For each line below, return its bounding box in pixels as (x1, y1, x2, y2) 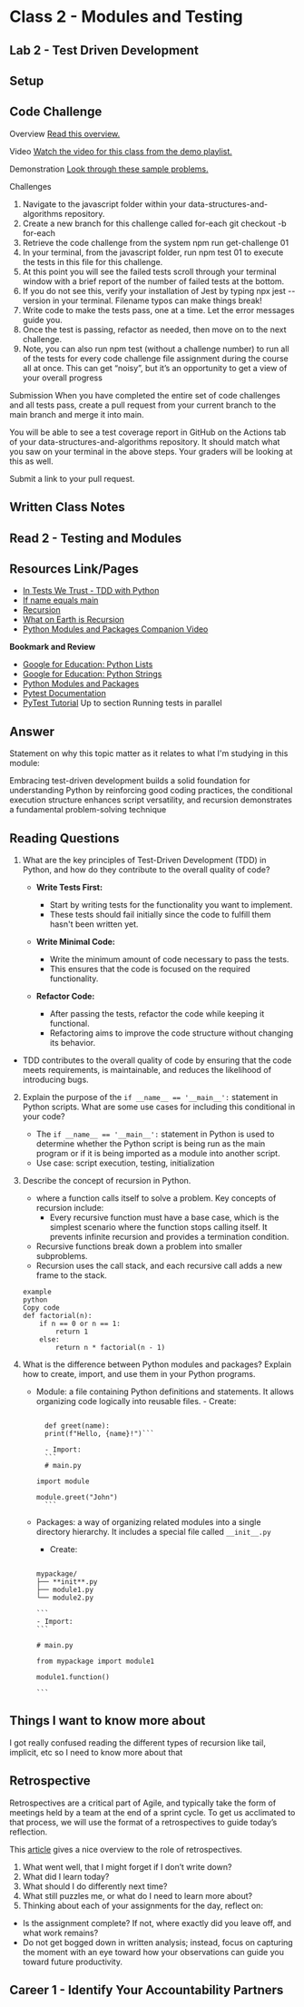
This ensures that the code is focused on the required (49, 964, 251, 974)
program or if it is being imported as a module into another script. (35, 1148, 280, 1158)
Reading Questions (9, 831, 120, 846)
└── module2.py (35, 1593, 93, 1602)
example (22, 1287, 52, 1296)
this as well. (9, 456, 54, 467)
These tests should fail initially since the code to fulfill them (49, 910, 271, 920)
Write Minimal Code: (35, 937, 115, 947)
